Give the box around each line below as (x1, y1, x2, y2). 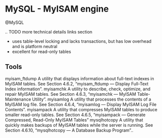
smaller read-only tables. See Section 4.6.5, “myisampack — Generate (5, 112, 146, 118)
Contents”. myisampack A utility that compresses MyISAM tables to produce (5, 106, 158, 112)
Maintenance (5, 96, 32, 102)
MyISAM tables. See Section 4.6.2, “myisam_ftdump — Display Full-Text (5, 81, 149, 86)
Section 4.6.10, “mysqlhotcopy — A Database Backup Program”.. (5, 127, 133, 133)
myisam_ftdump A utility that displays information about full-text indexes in (5, 75, 154, 81)
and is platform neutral (12, 43, 57, 49)
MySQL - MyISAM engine (5, 3, 109, 15)
